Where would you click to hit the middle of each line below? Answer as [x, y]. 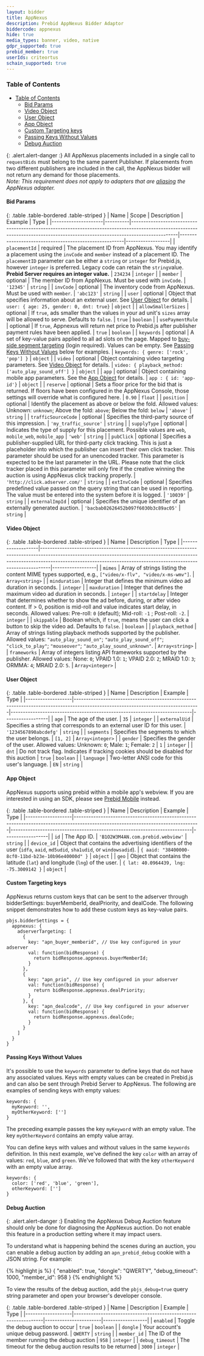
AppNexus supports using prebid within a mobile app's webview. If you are [100, 792]
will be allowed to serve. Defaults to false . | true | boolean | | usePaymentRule [102, 319]
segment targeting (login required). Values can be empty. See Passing [106, 345]
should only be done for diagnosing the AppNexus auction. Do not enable [98, 1228]
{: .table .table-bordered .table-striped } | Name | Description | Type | [93, 542]
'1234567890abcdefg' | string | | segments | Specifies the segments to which [101, 732]
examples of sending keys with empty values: [63, 1091]
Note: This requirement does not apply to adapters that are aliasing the [96, 181]
